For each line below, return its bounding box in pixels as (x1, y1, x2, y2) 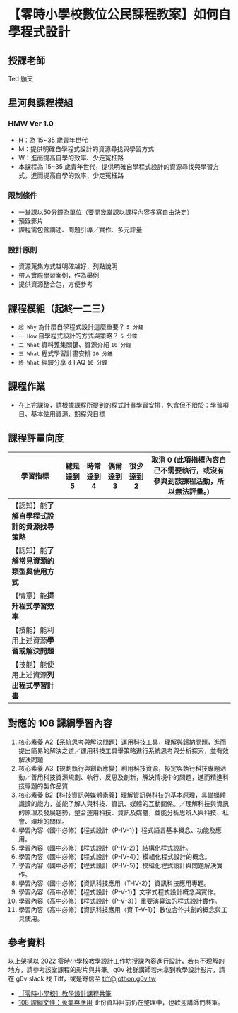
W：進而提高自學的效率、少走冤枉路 (18, 153, 124, 162)
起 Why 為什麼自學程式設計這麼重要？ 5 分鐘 (18, 323, 144, 331)
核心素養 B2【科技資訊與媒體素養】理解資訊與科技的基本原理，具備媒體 (18, 790, 227, 799)
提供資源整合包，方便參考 (18, 280, 93, 288)
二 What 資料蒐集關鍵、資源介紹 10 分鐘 (18, 340, 131, 349)
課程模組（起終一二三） (8, 302, 110, 314)
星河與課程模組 (8, 97, 73, 109)
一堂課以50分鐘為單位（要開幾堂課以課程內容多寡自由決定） (18, 208, 194, 216)
